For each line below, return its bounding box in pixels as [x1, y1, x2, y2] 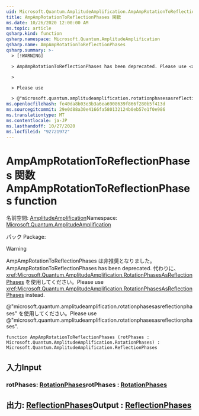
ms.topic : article [6, 25, 52, 31]
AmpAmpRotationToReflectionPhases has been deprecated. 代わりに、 [6, 265, 179, 272]
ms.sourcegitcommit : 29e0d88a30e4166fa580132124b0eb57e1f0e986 [6, 107, 166, 113]
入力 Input [6, 362, 41, 372]
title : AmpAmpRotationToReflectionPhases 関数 [6, 14, 121, 20]
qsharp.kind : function [6, 31, 62, 37]
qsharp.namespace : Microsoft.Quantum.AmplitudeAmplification [6, 36, 161, 42]
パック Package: [6, 233, 46, 241]
